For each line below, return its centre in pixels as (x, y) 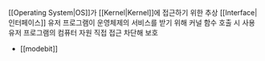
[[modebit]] (39, 49)
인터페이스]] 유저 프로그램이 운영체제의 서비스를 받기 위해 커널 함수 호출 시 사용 (132, 22)
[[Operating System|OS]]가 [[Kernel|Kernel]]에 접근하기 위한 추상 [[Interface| (133, 12)
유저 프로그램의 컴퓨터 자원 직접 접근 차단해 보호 (84, 33)
